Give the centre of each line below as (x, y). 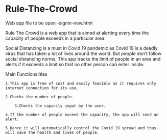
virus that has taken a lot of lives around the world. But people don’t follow (83, 53)
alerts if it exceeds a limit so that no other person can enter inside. (75, 64)
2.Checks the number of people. (40, 97)
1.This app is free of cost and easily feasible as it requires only (81, 83)
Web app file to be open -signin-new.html (49, 23)
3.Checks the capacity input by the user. (60, 106)
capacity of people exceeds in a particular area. (55, 38)
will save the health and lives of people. (52, 132)
